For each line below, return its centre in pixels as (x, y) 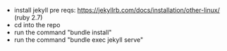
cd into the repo (37, 25)
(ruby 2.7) (28, 17)
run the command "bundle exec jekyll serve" (79, 40)
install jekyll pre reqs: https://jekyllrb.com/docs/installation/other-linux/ (117, 10)
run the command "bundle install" (63, 32)
